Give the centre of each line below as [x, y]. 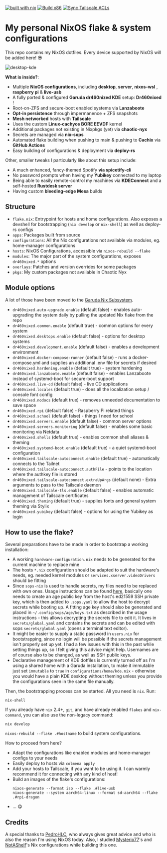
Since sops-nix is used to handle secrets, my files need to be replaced [84, 586]
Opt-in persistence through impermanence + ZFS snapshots [75, 113]
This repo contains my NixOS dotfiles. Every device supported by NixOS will [83, 52]
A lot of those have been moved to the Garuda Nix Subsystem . [69, 299]
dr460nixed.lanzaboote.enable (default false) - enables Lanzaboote [82, 373]
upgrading [23, 314]
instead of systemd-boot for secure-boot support [63, 378]
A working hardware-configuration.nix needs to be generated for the [84, 559]
